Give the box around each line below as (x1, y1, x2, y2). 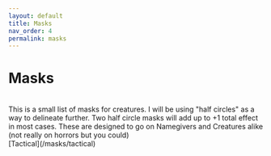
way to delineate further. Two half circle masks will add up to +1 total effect (8, 113, 259, 123)
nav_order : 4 (8, 27, 53, 35)
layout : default (8, 11, 63, 20)
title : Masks (8, 19, 53, 27)
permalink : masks (8, 34, 67, 43)
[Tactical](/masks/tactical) (8, 139, 96, 149)
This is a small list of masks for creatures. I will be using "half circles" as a (8, 104, 255, 114)
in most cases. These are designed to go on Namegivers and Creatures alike (8, 122, 264, 132)
